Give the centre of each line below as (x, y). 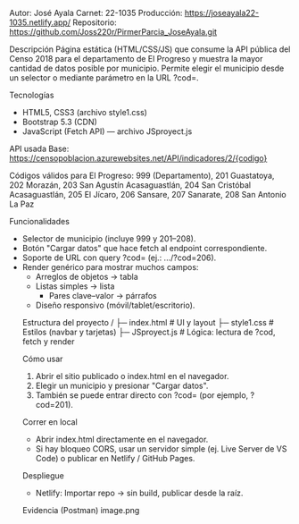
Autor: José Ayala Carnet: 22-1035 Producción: (96, 13)
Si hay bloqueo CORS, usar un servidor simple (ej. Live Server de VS (161, 449)
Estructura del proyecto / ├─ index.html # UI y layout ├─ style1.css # (148, 322)
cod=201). (54, 405)
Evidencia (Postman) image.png (81, 510)
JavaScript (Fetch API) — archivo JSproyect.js (107, 131)
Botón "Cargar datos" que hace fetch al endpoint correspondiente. (145, 248)
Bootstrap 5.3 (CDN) (60, 122)
